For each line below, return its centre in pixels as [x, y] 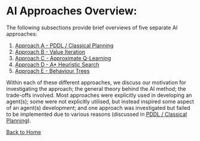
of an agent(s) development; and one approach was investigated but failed [98, 108]
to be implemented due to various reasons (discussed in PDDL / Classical [97, 114]
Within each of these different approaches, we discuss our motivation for [96, 82]
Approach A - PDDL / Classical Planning [64, 45]
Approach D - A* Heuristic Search [57, 65]
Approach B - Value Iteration [50, 51]
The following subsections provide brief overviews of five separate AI [92, 27]
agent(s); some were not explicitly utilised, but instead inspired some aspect [100, 101]
